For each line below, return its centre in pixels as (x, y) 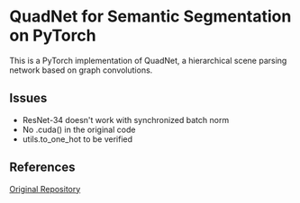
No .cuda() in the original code (79, 129)
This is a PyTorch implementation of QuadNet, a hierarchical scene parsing (148, 60)
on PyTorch (53, 35)
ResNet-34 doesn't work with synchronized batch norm (126, 119)
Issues (28, 98)
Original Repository (45, 189)
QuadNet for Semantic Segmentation (150, 17)
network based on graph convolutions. (81, 70)
